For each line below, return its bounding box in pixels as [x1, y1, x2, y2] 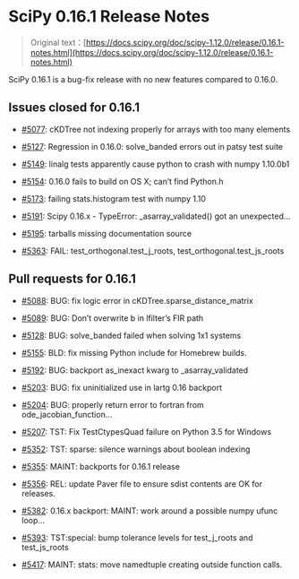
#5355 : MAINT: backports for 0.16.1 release [21, 461, 181, 471]
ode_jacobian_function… [21, 409, 113, 419]
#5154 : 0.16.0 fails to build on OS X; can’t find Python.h [21, 176, 224, 186]
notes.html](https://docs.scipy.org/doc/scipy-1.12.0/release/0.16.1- [30, 47, 274, 57]
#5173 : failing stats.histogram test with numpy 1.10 [21, 193, 207, 203]
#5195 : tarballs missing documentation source [21, 228, 192, 238]
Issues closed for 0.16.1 [8, 100, 141, 116]
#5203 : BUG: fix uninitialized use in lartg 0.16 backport [21, 382, 223, 393]
